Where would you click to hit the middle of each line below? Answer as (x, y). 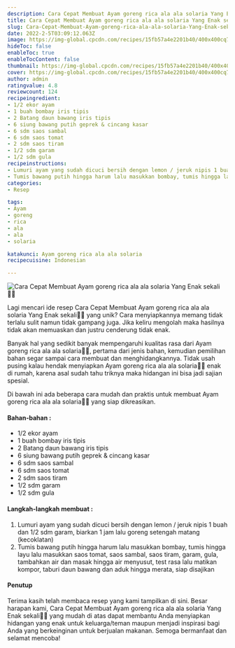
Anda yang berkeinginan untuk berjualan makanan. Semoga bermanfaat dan (117, 630)
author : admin (28, 79)
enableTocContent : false (43, 60)
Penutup (20, 585)
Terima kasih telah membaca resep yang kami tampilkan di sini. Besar (107, 600)
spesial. (19, 381)
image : (17, 40)
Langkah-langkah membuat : (50, 509)
